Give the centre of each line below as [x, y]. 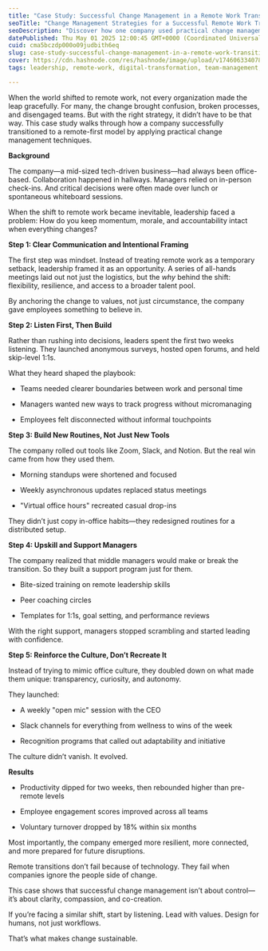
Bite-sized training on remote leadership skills [95, 584]
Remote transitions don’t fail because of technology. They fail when [119, 866]
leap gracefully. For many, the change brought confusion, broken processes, [134, 106]
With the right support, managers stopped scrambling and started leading [129, 631]
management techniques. [50, 140]
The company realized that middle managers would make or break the [124, 560]
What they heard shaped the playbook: [72, 373]
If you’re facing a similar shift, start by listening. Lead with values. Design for [134, 914]
